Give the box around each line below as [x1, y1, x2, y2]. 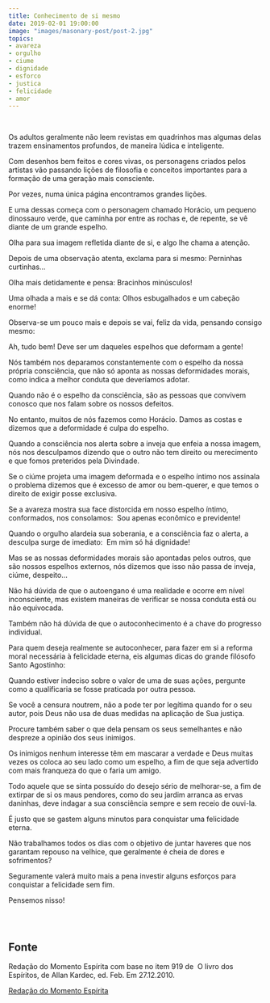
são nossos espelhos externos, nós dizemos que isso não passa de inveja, [8, 562, 256, 571]
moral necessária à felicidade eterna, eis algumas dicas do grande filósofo [8, 651, 255, 661]
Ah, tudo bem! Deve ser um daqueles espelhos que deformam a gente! [8, 342, 243, 352]
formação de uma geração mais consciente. [8, 174, 155, 183]
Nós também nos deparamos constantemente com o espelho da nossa [8, 357, 243, 368]
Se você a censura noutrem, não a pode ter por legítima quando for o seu [8, 700, 252, 710]
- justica [8, 79, 42, 87]
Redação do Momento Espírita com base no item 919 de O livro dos [8, 962, 234, 971]
